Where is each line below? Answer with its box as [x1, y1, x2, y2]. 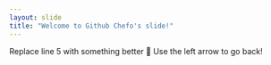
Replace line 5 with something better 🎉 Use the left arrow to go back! [9, 45, 263, 56]
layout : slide [9, 12, 63, 22]
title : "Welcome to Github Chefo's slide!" [9, 21, 174, 30]
